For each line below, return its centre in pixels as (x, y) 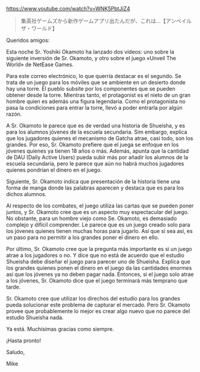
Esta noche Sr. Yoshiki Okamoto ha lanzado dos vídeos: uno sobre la (90, 52)
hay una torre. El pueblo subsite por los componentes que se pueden (91, 89)
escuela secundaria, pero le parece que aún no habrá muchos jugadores (95, 164)
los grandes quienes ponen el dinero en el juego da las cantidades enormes (99, 268)
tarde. (13, 287)
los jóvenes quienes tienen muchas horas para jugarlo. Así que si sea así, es (99, 231)
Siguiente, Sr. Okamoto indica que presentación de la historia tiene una (93, 182)
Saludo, (15, 352)
